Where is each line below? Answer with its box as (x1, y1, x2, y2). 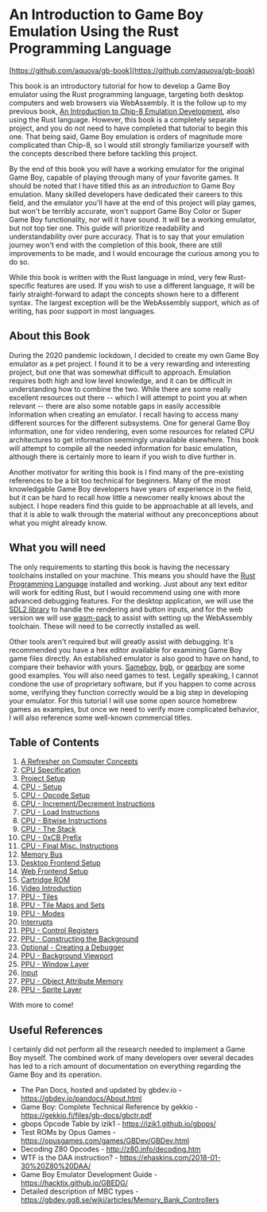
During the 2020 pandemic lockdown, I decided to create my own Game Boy (9, 350, 260, 359)
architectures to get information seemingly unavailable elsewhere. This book (9, 435, 259, 445)
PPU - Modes (20, 909, 65, 919)
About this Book (9, 329, 91, 343)
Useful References (9, 1024, 103, 1037)
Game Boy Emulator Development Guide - (20, 1170, 158, 1179)
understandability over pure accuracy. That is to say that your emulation (9, 231, 245, 241)
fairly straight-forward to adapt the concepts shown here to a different (9, 289, 239, 299)
